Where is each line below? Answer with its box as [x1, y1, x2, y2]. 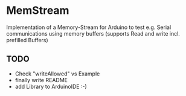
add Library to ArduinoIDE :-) [14, 83, 88, 90]
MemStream [6, 4, 69, 18]
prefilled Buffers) [6, 36, 48, 43]
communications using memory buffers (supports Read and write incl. [6, 30, 180, 37]
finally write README [14, 76, 68, 83]
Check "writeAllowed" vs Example [14, 70, 100, 77]
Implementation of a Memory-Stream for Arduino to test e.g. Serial [6, 24, 172, 31]
